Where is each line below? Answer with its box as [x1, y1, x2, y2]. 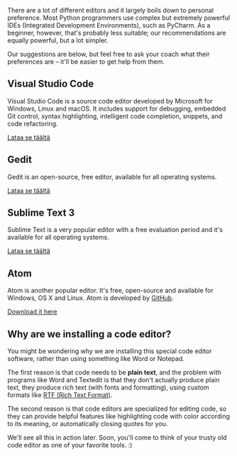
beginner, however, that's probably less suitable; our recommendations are [7, 28, 226, 37]
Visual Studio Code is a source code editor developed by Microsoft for [7, 96, 213, 105]
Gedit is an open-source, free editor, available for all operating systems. [7, 172, 217, 181]
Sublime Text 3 [7, 207, 75, 219]
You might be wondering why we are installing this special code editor [7, 347, 212, 355]
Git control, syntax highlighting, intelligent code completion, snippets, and [7, 111, 223, 120]
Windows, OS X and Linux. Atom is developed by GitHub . [7, 294, 174, 302]
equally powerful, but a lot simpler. [7, 36, 109, 45]
